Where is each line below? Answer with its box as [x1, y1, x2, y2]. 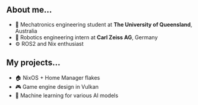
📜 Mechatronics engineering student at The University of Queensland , [15, 21, 193, 28]
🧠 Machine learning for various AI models [15, 92, 119, 99]
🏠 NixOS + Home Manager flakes [15, 74, 101, 81]
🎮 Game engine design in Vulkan [15, 83, 99, 90]
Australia [15, 27, 38, 34]
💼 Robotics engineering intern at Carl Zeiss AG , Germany [15, 33, 158, 41]
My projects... [6, 57, 61, 68]
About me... [6, 5, 53, 15]
